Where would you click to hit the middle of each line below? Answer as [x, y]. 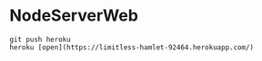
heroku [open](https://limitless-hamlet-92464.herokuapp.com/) [132, 47]
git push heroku [40, 39]
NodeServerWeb [74, 16]
